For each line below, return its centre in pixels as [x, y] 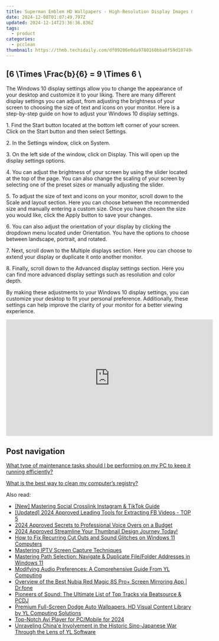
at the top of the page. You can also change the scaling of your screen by [95, 178]
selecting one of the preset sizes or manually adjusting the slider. [85, 185]
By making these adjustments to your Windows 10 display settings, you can [98, 292]
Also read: [19, 495]
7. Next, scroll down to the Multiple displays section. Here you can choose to [99, 250]
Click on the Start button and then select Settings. [67, 131]
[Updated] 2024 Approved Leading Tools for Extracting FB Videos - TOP [103, 513]
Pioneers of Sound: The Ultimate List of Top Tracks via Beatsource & [98, 594]
